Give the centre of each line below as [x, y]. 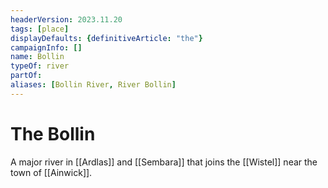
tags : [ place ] [40, 29]
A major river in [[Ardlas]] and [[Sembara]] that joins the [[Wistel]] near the [164, 162]
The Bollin [53, 133]
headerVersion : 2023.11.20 [66, 19]
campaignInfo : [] [46, 47]
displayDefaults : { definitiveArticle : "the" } [106, 38]
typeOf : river [40, 66]
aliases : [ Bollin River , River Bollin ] [93, 85]
